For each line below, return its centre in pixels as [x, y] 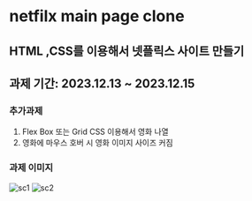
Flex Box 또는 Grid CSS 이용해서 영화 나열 [95, 132]
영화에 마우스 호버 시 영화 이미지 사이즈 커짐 [98, 143]
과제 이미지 [31, 167]
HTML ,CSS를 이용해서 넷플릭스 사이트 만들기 [127, 51]
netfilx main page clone [97, 16]
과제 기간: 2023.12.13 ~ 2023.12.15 [102, 83]
